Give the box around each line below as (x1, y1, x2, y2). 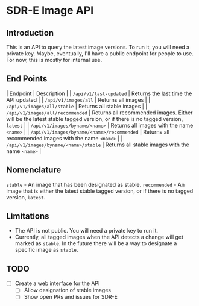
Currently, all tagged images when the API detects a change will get (14, 233, 184, 241)
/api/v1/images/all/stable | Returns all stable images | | (6, 102, 148, 110)
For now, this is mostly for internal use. (6, 57, 103, 63)
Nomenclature (6, 165, 62, 175)
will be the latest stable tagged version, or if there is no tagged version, (6, 115, 183, 122)
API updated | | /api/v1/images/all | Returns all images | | (6, 96, 151, 103)
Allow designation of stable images (24, 287, 112, 294)
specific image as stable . (14, 246, 78, 254)
